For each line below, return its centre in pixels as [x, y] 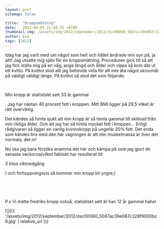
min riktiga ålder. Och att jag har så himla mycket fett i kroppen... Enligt [76, 124]
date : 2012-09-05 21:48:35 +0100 [41, 27]
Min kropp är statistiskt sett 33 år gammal [47, 94]
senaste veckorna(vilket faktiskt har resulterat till [54, 154]
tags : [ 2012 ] [18, 41]
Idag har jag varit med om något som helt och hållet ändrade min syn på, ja [80, 55]
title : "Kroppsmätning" [30, 23]
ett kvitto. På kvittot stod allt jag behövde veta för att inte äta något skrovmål [82, 70]
